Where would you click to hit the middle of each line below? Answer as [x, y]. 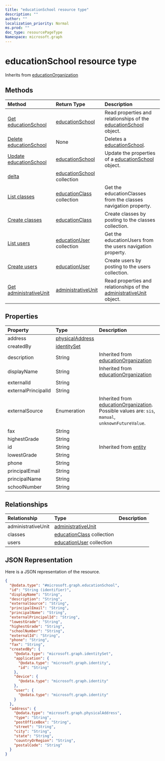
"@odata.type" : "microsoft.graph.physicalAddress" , [68, 713]
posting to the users [128, 267]
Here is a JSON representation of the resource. [53, 572]
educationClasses [125, 193]
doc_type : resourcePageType [34, 32]
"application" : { [32, 658]
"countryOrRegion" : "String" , [45, 740]
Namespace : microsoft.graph [34, 37]
